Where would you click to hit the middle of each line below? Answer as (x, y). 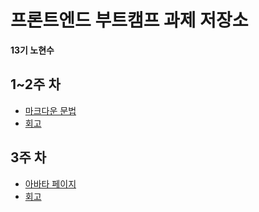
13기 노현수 (32, 50)
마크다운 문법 (50, 110)
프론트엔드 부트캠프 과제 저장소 (129, 20)
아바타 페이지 (50, 183)
